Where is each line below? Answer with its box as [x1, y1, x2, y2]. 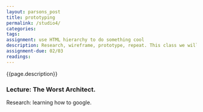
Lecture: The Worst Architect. [6, 85, 96, 93]
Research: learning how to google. [6, 99, 92, 106]
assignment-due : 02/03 [6, 48, 63, 54]
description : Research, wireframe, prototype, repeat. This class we [6, 43, 185, 49]
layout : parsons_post [6, 8, 61, 15]
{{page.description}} [6, 70, 58, 77]
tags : [6, 31, 20, 37]
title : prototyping [6, 14, 56, 20]
